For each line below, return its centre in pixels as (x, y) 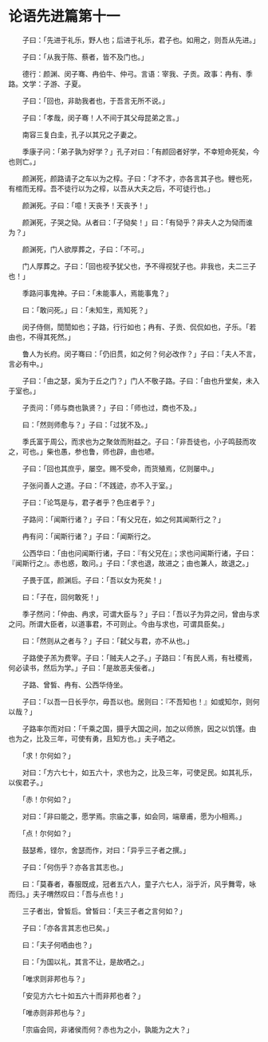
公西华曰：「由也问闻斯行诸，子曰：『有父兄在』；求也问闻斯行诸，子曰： (139, 553)
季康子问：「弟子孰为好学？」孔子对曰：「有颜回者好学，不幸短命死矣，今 (141, 151)
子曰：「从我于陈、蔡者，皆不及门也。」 (85, 57)
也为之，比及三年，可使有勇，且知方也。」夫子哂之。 (94, 738)
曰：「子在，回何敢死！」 (62, 597)
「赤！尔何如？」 (48, 799)
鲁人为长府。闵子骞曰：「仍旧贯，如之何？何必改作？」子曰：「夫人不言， (141, 354)
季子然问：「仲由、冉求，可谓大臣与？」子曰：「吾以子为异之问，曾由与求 (141, 614)
